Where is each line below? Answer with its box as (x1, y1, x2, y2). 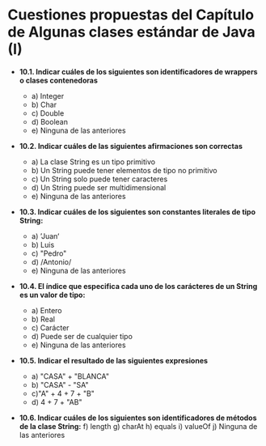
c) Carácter (31, 322, 70, 333)
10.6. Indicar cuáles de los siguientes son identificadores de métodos (19, 413, 257, 423)
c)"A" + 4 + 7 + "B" (31, 389, 95, 398)
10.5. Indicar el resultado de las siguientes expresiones (19, 355, 208, 365)
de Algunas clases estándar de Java (7, 23, 255, 41)
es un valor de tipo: (19, 290, 86, 299)
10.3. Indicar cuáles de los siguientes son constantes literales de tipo (19, 206, 256, 216)
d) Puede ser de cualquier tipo (31, 331, 133, 341)
